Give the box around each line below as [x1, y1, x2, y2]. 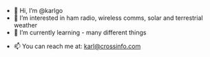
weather [13, 21, 38, 29]
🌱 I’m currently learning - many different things [13, 28, 147, 36]
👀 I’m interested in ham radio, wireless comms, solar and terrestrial [13, 14, 203, 22]
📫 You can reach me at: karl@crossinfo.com [13, 42, 141, 50]
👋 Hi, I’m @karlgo [13, 7, 63, 14]
